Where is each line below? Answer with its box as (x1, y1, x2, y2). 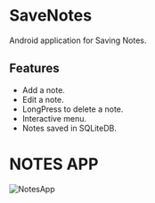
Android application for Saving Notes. (9, 35, 147, 46)
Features (9, 61, 60, 76)
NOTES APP (9, 154, 99, 174)
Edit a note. (21, 94, 64, 105)
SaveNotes (9, 5, 92, 26)
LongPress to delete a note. (21, 104, 124, 114)
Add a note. (21, 84, 65, 95)
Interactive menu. (21, 113, 87, 123)
